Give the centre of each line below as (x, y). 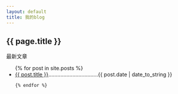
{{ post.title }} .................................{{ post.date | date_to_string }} (93, 74)
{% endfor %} (31, 86)
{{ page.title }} (34, 41)
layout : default (26, 12)
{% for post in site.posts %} (49, 68)
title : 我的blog (25, 17)
